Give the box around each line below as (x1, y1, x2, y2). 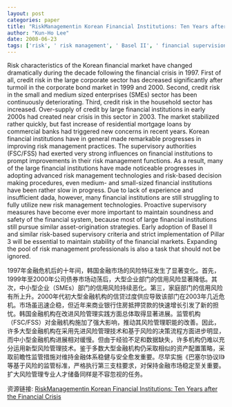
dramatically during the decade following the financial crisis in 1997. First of (7, 68, 222, 77)
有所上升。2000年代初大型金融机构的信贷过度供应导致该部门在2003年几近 (7, 292, 219, 301)
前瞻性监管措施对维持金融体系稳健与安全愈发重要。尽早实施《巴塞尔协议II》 (12, 353, 225, 361)
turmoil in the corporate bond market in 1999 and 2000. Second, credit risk (7, 84, 220, 91)
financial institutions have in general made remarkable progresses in (7, 135, 202, 142)
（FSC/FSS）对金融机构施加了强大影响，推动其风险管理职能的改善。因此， (7, 319, 220, 326)
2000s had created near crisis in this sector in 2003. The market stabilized (7, 113, 220, 121)
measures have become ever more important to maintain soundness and (7, 208, 214, 216)
